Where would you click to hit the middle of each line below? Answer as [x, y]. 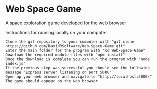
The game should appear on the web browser [52, 81]
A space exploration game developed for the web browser [66, 23]
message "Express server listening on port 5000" [59, 72]
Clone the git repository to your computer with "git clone [70, 41]
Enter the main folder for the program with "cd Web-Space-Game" [75, 50]
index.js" [16, 63]
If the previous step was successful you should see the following [78, 68]
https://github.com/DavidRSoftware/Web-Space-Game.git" [65, 46]
